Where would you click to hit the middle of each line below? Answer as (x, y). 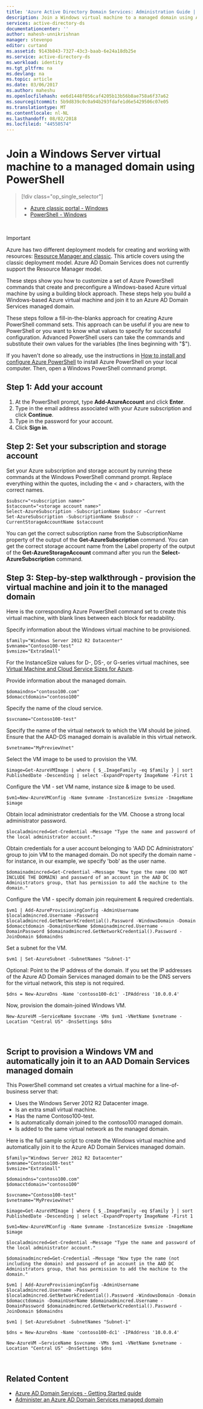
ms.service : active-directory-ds (48, 57)
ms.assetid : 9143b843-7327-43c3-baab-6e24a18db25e (71, 51)
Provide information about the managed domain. (66, 680)
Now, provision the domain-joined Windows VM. (66, 1005)
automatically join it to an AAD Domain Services (98, 1061)
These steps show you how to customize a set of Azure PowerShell (90, 281)
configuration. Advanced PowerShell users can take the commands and (95, 337)
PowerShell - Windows (58, 214)
